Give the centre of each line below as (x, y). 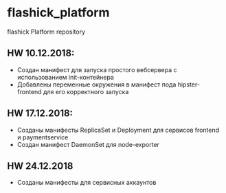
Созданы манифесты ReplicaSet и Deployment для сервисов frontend (118, 130)
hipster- (189, 84)
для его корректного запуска (86, 91)
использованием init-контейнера (66, 77)
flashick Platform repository (46, 32)
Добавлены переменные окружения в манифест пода (97, 84)
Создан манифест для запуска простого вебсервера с (97, 69)
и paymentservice (43, 137)
